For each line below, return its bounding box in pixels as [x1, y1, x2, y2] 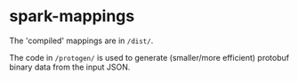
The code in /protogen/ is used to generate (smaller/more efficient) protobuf [9, 52, 290, 63]
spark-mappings [9, 6, 135, 26]
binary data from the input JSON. [9, 62, 131, 72]
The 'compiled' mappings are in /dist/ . [9, 35, 154, 46]
